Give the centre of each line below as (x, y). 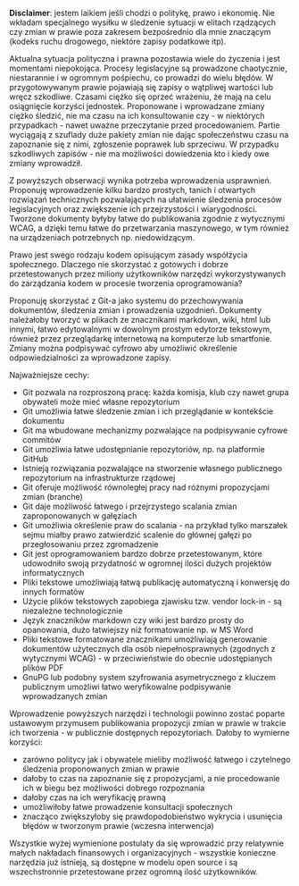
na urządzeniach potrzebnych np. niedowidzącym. (102, 237)
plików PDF (43, 668)
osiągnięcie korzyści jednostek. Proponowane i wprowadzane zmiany (137, 106)
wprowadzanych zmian (65, 696)
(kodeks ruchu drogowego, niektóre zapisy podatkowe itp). (118, 41)
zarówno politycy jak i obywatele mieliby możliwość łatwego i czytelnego (156, 759)
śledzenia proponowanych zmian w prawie (101, 769)
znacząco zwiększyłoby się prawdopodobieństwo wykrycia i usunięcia (152, 816)
